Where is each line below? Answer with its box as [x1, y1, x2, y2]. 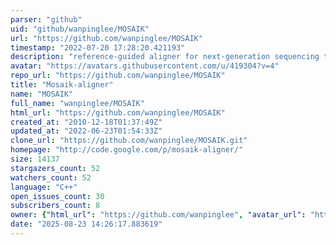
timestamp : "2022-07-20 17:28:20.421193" [10, 42, 186, 53]
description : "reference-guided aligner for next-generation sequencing [10, 52, 320, 62]
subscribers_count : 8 [10, 201, 101, 211]
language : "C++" [10, 182, 78, 192]
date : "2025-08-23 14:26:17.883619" [10, 219, 163, 230]
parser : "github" [10, 14, 83, 25]
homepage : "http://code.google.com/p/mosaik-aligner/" [10, 145, 244, 155]
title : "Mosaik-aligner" [10, 80, 114, 90]
